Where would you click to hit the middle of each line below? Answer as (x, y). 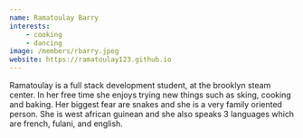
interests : (30, 26)
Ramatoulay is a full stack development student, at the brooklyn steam (140, 85)
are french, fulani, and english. (66, 124)
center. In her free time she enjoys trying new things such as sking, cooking (150, 95)
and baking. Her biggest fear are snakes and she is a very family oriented (146, 104)
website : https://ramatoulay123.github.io (90, 60)
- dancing (44, 43)
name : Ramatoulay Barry (54, 18)
